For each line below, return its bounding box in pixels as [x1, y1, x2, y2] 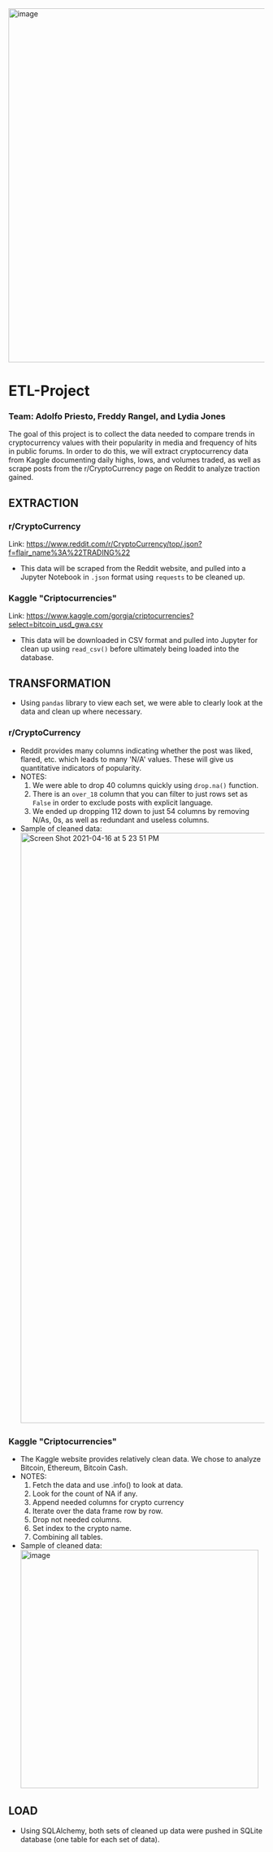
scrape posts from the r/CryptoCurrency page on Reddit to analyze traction [8, 464, 260, 473]
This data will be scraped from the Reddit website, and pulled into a [19, 564, 246, 574]
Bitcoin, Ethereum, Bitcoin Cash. [19, 1463, 128, 1472]
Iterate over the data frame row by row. [32, 1506, 163, 1515]
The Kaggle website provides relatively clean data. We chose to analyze [19, 1454, 262, 1463]
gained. [8, 473, 34, 482]
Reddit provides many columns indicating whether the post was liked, [19, 746, 253, 755]
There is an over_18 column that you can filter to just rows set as [32, 789, 248, 798]
